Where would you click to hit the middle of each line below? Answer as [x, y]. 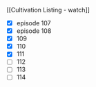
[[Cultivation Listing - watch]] [48, 10]
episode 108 [34, 31]
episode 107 [33, 23]
